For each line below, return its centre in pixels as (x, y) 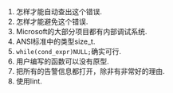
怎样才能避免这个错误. (52, 21)
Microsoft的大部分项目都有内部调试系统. (81, 31)
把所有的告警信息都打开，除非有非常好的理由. (90, 71)
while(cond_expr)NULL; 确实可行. (69, 51)
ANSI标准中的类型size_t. (55, 41)
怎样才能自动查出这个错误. (59, 12)
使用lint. (29, 81)
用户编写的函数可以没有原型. (62, 61)
